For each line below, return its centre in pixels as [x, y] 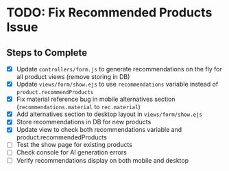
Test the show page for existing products [74, 145]
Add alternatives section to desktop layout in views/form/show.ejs [109, 114]
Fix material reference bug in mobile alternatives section [96, 99]
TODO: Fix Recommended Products [109, 13]
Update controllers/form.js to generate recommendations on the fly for [119, 69]
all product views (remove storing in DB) [73, 77]
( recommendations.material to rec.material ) [79, 107]
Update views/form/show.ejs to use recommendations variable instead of [117, 84]
